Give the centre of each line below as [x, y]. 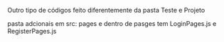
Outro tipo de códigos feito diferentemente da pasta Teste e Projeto [106, 10]
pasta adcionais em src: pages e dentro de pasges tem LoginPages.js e [112, 23]
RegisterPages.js [32, 31]
